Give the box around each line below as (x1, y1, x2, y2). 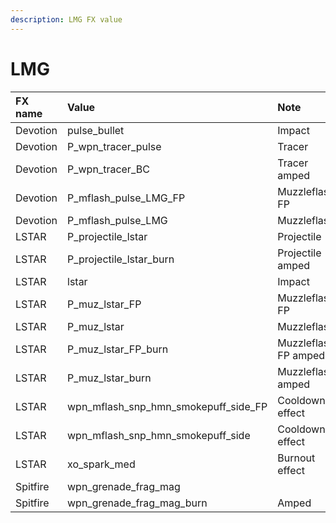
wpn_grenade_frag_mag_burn (67, 496, 208, 510)
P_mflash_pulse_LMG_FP (67, 191, 186, 205)
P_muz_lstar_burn (67, 371, 152, 385)
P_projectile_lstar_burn (67, 252, 175, 266)
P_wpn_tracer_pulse (67, 139, 162, 153)
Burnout (277, 451, 316, 465)
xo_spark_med (67, 457, 136, 471)
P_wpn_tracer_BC (67, 162, 150, 176)
